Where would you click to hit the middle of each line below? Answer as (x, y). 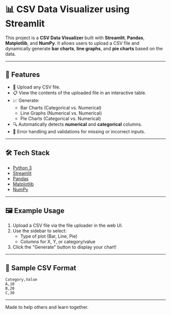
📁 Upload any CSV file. (36, 87)
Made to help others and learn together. (47, 307)
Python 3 (22, 167)
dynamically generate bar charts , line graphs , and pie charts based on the (84, 48)
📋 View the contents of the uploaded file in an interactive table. (79, 93)
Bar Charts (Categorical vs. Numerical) (61, 107)
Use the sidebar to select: (40, 231)
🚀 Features (23, 75)
